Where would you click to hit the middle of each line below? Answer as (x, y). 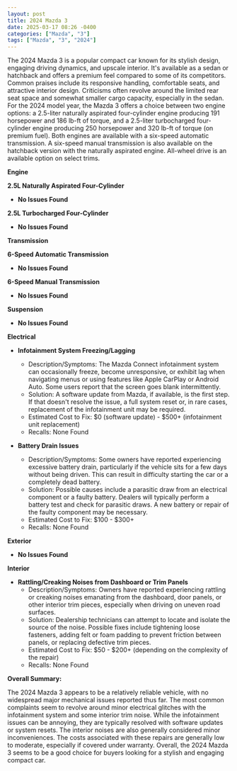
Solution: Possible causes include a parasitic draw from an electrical (128, 490)
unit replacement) (54, 424)
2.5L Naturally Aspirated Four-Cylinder (66, 186)
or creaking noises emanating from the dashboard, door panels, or (125, 597)
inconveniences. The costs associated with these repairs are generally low (116, 738)
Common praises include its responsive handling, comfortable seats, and (114, 83)
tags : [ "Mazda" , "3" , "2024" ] (52, 40)
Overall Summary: (35, 679)
